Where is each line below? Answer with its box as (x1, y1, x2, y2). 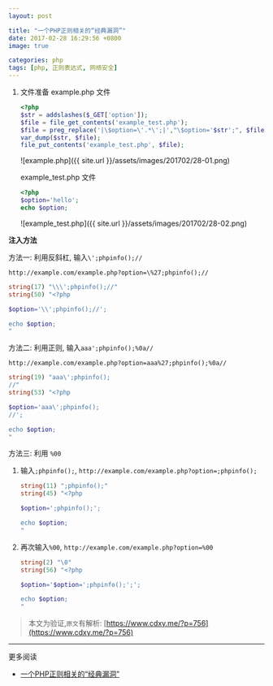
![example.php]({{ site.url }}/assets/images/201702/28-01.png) (19, 156, 230, 166)
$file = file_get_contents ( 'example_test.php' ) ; (19, 119, 188, 127)
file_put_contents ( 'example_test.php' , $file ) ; (19, 141, 185, 149)
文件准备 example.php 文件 (19, 87, 111, 97)
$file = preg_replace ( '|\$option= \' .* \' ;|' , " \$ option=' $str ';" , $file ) (19, 126, 268, 134)
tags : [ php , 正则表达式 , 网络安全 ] (8, 64, 118, 72)
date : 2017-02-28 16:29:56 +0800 (8, 34, 122, 42)
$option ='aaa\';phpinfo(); (8, 403, 100, 411)
